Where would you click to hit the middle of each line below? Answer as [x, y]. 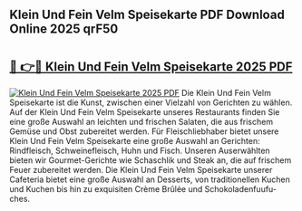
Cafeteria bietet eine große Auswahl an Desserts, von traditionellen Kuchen [150, 179]
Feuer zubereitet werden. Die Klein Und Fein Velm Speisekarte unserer [141, 170]
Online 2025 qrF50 [64, 29]
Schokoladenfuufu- [241, 189]
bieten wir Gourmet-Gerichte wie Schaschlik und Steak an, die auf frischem [151, 160]
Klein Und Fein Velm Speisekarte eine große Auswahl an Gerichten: [135, 141]
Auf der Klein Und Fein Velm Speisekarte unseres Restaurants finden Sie [145, 112]
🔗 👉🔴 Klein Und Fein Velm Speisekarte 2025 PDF [151, 67]
